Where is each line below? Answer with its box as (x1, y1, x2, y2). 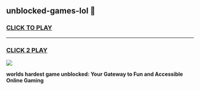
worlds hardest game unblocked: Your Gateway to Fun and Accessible (6, 70, 183, 78)
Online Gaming (6, 76, 44, 83)
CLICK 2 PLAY (6, 46, 48, 54)
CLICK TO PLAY (6, 24, 52, 32)
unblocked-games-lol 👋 (6, 6, 96, 16)
